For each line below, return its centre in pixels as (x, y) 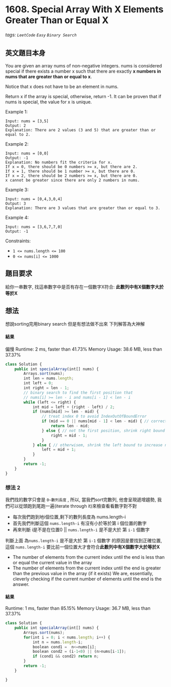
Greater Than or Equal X (57, 20)
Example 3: (17, 190)
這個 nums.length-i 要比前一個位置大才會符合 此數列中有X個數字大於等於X (83, 547)
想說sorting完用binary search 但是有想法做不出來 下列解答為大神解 (75, 324)
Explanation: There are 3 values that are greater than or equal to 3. (83, 208)
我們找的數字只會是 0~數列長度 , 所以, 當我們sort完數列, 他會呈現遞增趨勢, (81, 499)
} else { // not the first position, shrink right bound (103, 430)
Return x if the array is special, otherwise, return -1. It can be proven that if (83, 96)
